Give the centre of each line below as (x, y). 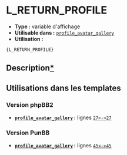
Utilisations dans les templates (64, 88)
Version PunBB (28, 133)
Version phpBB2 (30, 105)
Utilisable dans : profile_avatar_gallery (64, 32)
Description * (30, 68)
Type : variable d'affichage (47, 26)
